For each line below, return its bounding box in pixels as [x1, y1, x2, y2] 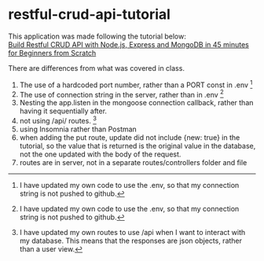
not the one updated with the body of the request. [19, 149, 181, 159]
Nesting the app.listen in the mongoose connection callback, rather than [19, 98, 254, 108]
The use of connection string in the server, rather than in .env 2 [19, 88, 224, 99]
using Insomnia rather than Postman [19, 124, 137, 134]
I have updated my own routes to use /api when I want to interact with [19, 227, 246, 237]
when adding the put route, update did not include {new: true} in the [19, 132, 240, 142]
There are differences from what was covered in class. [8, 63, 185, 72]
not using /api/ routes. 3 [19, 115, 97, 125]
